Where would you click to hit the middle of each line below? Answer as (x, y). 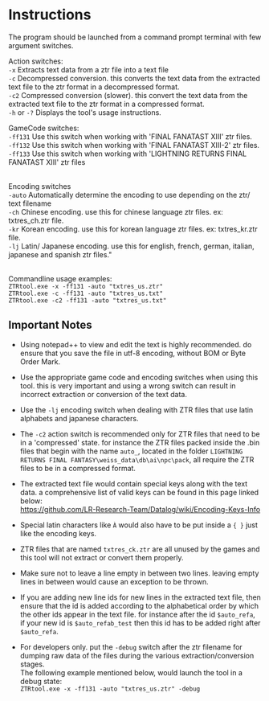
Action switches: (36, 61)
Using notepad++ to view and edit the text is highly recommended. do (136, 344)
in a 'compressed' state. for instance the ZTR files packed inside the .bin (140, 442)
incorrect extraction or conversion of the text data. (103, 394)
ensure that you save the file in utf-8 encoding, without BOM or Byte (133, 353)
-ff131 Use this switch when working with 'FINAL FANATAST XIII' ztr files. (130, 136)
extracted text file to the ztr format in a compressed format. (106, 104)
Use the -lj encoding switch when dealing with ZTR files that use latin (137, 410)
